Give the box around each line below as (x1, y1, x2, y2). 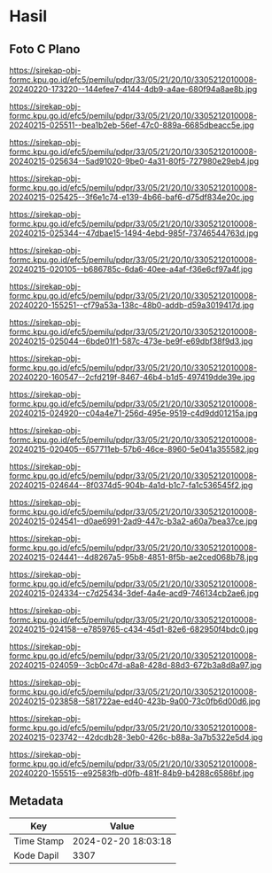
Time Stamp (13, 835, 65, 847)
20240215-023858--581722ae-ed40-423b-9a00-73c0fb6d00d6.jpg (9, 696, 261, 706)
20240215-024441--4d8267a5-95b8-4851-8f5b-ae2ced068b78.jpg (9, 552, 259, 562)
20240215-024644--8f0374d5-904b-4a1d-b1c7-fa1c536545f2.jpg (9, 480, 253, 490)
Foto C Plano (9, 42, 81, 57)
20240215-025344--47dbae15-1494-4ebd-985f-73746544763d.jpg (9, 228, 259, 238)
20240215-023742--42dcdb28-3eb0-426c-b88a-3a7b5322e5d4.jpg (9, 732, 263, 742)
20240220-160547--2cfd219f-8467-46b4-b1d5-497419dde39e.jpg (9, 372, 255, 382)
